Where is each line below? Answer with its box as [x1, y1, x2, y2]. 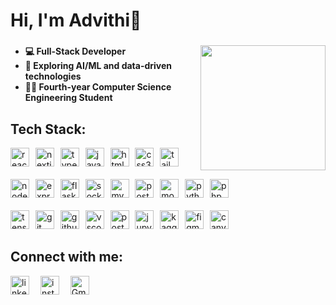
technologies [24, 70, 82, 83]
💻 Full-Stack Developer [24, 45, 127, 58]
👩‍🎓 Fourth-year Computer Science [24, 81, 172, 93]
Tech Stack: [10, 120, 87, 138]
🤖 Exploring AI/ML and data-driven [24, 60, 173, 72]
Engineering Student [24, 92, 113, 104]
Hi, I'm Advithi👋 [10, 9, 142, 32]
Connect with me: [10, 249, 124, 266]
